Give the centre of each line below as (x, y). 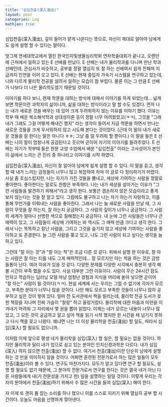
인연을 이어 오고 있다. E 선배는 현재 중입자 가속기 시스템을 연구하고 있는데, (91, 75)
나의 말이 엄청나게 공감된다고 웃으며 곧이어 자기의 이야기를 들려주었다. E (85, 142)
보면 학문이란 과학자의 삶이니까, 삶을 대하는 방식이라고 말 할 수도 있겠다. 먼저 (80, 104)
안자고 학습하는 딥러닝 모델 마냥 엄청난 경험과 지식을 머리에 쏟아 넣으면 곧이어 (81, 277)
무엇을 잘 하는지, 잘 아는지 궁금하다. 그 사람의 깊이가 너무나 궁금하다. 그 (84, 210)
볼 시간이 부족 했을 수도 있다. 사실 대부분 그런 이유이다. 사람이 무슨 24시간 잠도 (82, 271)
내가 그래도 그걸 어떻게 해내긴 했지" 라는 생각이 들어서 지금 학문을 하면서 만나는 (82, 124)
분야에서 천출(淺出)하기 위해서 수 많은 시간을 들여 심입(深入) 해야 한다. (83, 383)
